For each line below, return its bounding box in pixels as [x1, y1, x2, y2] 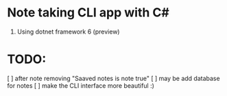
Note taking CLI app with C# [7, 5, 169, 21]
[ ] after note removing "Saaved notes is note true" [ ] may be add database [7, 74, 221, 82]
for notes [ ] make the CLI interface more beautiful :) [7, 81, 154, 90]
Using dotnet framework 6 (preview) [16, 27, 120, 36]
